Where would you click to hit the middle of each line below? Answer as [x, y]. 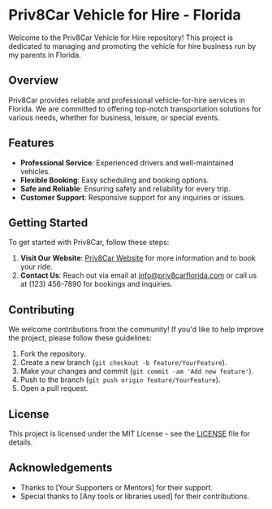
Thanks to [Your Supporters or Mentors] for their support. [117, 487]
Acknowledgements [60, 468]
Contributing [41, 310]
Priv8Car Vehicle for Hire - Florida [125, 15]
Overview [34, 80]
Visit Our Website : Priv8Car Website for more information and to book [138, 258]
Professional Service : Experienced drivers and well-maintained [127, 162]
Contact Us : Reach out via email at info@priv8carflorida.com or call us [138, 275]
